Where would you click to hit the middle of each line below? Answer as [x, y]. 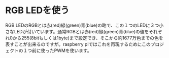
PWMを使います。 [73, 50]
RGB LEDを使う [37, 10]
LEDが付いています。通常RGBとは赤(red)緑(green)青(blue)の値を [81, 31]
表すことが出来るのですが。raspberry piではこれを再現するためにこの [78, 44]
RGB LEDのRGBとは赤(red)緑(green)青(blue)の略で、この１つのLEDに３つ [82, 25]
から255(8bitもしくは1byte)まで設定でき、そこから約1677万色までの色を [88, 38]
